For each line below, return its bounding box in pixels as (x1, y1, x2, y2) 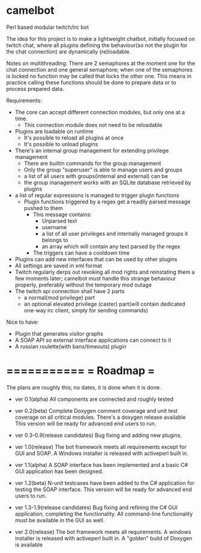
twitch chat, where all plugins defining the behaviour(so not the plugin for (6, 42, 188, 49)
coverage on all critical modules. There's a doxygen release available (14, 413, 186, 421)
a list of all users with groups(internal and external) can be (23, 172, 168, 179)
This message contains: (32, 211, 92, 218)
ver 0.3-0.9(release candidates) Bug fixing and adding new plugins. (14, 431, 182, 439)
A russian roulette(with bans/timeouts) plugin (14, 342, 127, 350)
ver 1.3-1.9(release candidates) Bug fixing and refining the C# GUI (14, 504, 178, 511)
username (41, 223, 67, 230)
